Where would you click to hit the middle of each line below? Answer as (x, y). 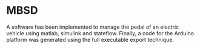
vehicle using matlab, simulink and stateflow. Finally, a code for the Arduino (100, 33)
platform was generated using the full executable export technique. (90, 39)
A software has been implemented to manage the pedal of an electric (93, 27)
